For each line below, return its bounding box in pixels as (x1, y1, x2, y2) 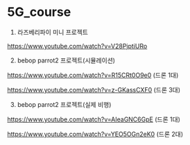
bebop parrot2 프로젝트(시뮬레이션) (17, 56, 116, 65)
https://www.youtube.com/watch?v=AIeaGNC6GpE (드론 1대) (7, 115, 180, 123)
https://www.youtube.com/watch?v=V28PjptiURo (7, 42, 148, 50)
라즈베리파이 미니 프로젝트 (17, 28, 89, 36)
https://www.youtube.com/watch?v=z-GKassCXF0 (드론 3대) (7, 85, 181, 94)
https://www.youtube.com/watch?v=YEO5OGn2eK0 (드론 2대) (7, 130, 184, 138)
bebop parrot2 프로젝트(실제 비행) (17, 100, 112, 108)
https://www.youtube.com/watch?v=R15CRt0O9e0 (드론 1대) (7, 71, 179, 79)
